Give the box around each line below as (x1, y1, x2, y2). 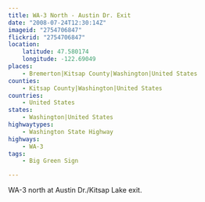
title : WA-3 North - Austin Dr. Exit (8, 11, 131, 20)
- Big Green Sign (22, 157, 79, 165)
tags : (8, 150, 26, 157)
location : (8, 41, 41, 49)
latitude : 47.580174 (22, 48, 89, 56)
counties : (8, 77, 41, 85)
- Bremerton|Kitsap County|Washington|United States (22, 70, 198, 78)
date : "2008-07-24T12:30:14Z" (8, 19, 107, 27)
